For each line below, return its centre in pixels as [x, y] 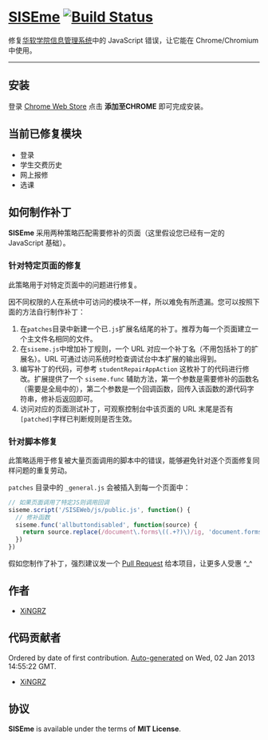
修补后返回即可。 [69, 398]
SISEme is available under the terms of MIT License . [95, 729]
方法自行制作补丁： [53, 311]
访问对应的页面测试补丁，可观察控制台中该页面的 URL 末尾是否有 [126, 409]
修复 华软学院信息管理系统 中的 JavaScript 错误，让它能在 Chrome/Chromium [134, 40]
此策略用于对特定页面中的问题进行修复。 [75, 285]
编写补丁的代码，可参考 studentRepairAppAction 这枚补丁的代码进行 [131, 369]
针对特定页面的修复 [45, 266]
